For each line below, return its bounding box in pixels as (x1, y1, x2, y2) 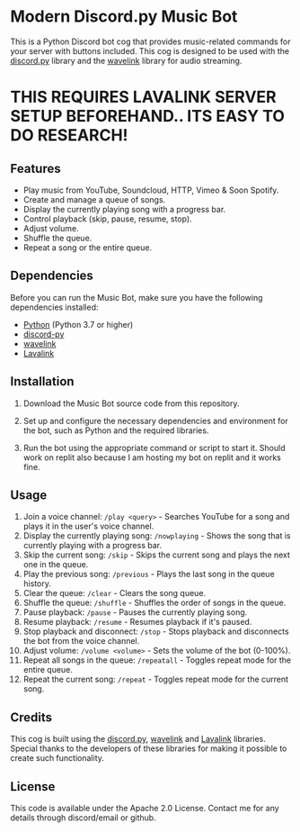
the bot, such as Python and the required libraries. (22, 425, 209, 436)
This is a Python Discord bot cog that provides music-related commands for (10, 36, 291, 47)
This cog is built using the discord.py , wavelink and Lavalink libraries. (10, 734, 266, 745)
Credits (10, 710, 53, 725)
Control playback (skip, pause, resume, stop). (22, 213, 192, 224)
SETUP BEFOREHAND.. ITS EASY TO (10, 106, 286, 127)
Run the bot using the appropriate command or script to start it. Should (22, 442, 286, 453)
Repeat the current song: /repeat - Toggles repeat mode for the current (22, 674, 289, 685)
